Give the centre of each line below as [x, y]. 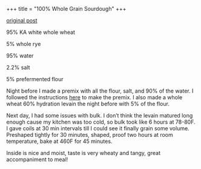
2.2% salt [18, 67]
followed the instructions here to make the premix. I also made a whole [94, 97]
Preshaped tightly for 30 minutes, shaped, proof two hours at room [90, 135]
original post [22, 20]
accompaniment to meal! [37, 159]
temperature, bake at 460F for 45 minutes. [59, 141]
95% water [20, 56]
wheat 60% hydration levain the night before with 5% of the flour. [88, 104]
